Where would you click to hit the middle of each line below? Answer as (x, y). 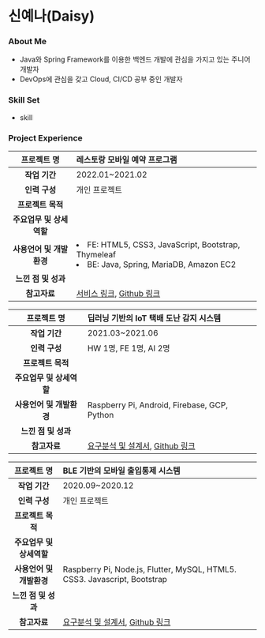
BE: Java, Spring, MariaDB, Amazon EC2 (162, 265)
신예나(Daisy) (51, 16)
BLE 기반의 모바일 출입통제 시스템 (121, 471)
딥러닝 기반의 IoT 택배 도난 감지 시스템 (154, 318)
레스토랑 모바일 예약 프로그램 (127, 160)
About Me (28, 42)
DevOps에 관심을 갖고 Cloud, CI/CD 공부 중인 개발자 (101, 79)
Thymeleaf (96, 255)
